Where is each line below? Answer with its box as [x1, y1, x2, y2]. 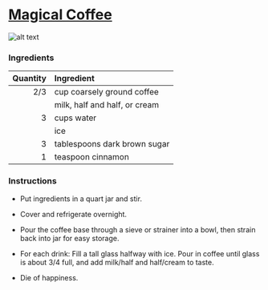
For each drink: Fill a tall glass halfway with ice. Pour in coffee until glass [19, 248, 260, 258]
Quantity [12, 73, 47, 84]
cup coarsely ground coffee [54, 87, 159, 98]
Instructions [8, 175, 58, 187]
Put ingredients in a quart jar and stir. [19, 194, 143, 203]
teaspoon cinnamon [54, 151, 130, 163]
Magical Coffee [8, 6, 112, 24]
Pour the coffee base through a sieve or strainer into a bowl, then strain [19, 224, 256, 234]
